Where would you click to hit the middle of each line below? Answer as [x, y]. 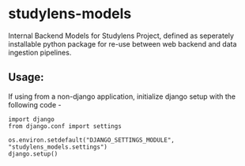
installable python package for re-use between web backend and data [122, 43]
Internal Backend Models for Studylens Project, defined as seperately [121, 36]
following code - [35, 104]
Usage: [26, 77]
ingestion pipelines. [40, 52]
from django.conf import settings [65, 126]
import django [32, 119]
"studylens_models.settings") [58, 147]
